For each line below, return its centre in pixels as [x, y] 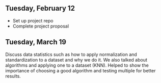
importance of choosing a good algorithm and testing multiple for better [81, 70]
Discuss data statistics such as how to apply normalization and [71, 54]
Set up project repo [33, 20]
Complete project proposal [41, 26]
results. [13, 76]
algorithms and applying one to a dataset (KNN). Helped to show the [77, 65]
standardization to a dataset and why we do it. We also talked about [76, 60]
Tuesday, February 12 [40, 8]
